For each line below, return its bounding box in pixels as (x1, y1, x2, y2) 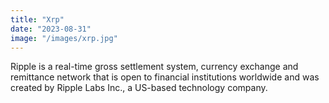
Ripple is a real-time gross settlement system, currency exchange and (10, 61, 299, 73)
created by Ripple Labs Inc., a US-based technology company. (10, 82, 268, 94)
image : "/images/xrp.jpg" (10, 33, 118, 43)
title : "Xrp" (10, 14, 65, 25)
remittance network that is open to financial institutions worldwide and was (10, 71, 320, 83)
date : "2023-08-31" (10, 24, 92, 34)
